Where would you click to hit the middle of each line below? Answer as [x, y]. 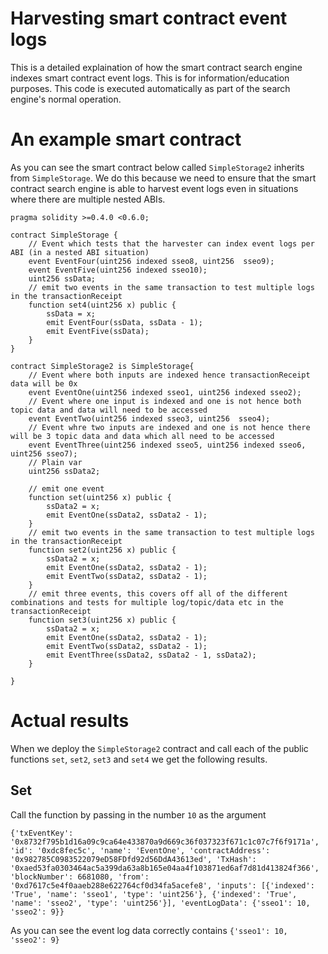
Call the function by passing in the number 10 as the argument [138, 814]
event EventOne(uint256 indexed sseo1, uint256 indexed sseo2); [165, 392]
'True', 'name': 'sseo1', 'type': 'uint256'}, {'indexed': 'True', [154, 894]
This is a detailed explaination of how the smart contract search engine [156, 67]
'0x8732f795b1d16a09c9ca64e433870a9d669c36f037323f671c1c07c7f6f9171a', [165, 842]
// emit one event [66, 488]
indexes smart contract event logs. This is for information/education [150, 78]
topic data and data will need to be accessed [109, 410]
